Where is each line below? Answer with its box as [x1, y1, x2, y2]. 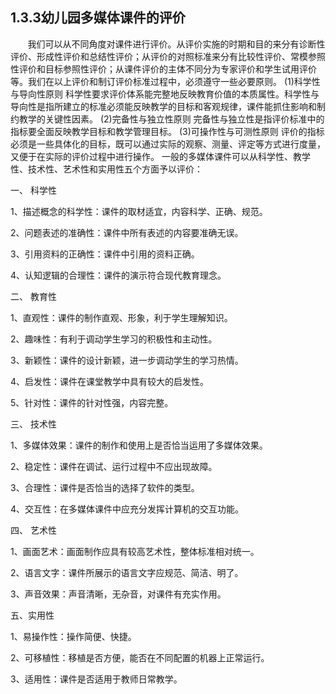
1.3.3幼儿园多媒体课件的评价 [10, 9, 186, 27]
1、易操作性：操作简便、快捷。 [10, 630, 137, 642]
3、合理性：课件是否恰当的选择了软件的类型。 [10, 481, 200, 493]
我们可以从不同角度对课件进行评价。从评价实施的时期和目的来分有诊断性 [27, 38, 326, 50]
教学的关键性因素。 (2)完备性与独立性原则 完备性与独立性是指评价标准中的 [18, 113, 325, 125]
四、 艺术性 [10, 524, 57, 536]
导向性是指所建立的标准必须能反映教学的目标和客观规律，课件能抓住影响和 [10, 100, 317, 112]
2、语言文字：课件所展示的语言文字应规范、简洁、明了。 [10, 566, 244, 578]
